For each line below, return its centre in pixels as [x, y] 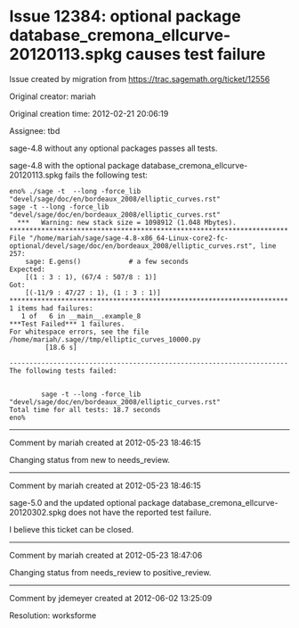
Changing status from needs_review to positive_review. [110, 572]
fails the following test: [107, 175]
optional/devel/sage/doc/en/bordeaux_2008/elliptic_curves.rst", [133, 246]
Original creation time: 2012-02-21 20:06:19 [89, 113]
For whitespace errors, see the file [79, 332]
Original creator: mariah [53, 96]
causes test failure [196, 54]
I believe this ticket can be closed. [72, 529]
